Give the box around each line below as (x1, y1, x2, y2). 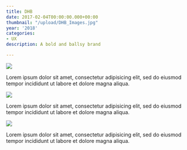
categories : (6, 31, 35, 36)
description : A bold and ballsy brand (6, 42, 101, 48)
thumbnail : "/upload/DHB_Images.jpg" (6, 19, 98, 25)
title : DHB (6, 8, 33, 15)
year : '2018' (6, 25, 38, 31)
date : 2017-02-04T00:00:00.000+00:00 (6, 14, 98, 20)
